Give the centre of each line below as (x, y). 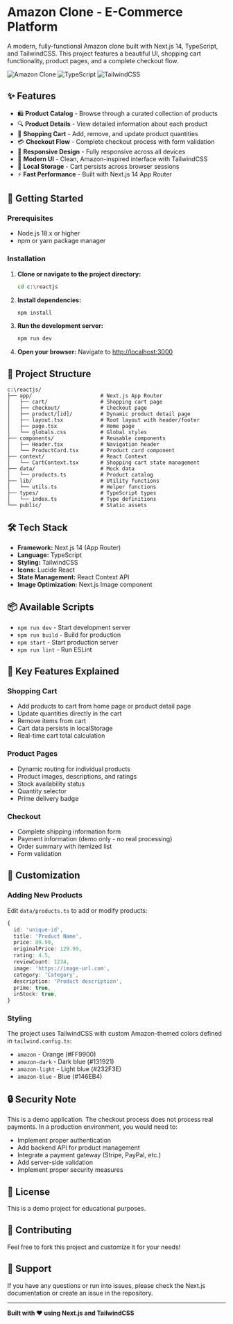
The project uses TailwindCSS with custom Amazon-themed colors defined (114, 1034)
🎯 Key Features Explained (63, 671)
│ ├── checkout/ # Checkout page (77, 408)
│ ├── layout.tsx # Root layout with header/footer (103, 420)
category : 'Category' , (46, 975)
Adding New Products (45, 895)
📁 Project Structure (49, 373)
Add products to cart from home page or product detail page (104, 706)
